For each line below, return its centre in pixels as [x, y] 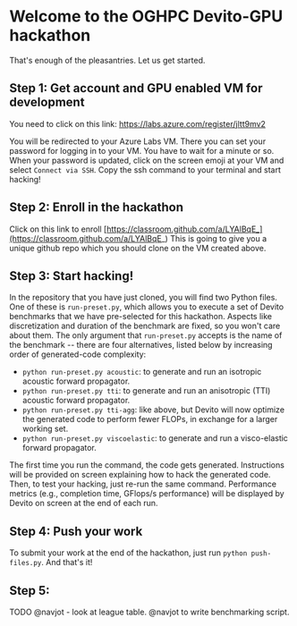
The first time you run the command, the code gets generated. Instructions [147, 465]
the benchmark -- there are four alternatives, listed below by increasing [141, 345]
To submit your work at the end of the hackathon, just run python [128, 553]
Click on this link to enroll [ [58, 229]
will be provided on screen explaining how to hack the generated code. [140, 475]
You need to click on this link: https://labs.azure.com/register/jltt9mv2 [138, 123]
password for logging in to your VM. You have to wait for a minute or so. [142, 150]
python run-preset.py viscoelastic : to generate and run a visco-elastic [155, 438]
